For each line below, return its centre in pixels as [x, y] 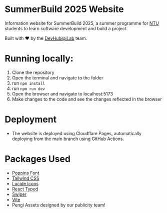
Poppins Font [25, 173]
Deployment [31, 120]
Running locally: [39, 59]
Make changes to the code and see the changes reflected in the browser [87, 99]
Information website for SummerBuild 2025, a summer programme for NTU [82, 23]
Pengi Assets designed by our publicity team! [58, 205]
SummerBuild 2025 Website [64, 9]
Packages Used [38, 159]
